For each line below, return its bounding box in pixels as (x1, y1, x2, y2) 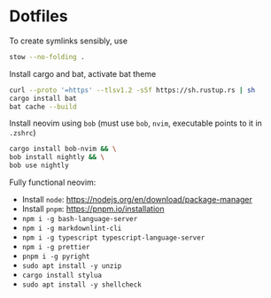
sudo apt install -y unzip (21, 262, 122, 271)
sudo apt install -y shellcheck (21, 280, 142, 289)
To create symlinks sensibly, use (9, 35, 128, 46)
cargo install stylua (21, 271, 102, 280)
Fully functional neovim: (9, 177, 97, 187)
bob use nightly (9, 161, 69, 170)
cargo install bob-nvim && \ (9, 144, 117, 154)
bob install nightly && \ (9, 153, 105, 162)
